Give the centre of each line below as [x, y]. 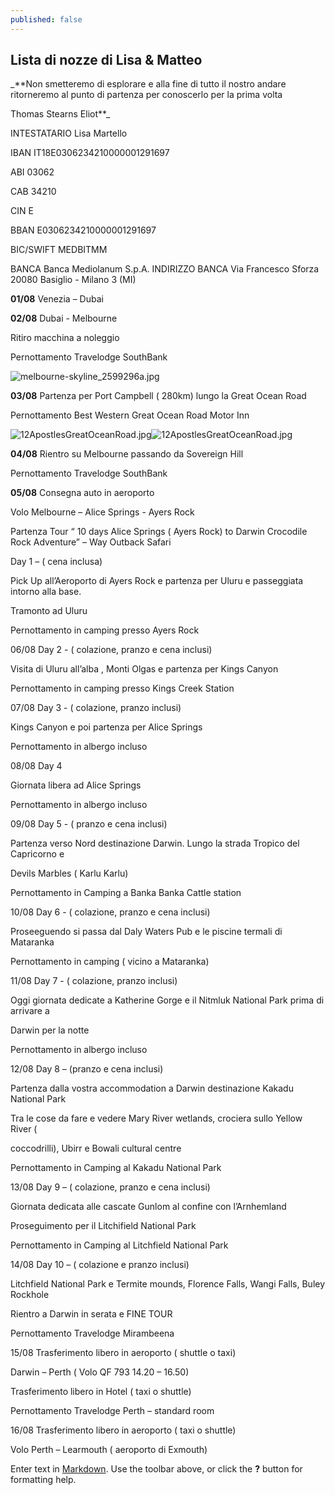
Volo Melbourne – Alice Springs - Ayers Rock [102, 512]
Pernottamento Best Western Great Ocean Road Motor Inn [130, 415]
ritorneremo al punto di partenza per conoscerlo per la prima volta [146, 95]
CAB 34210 [33, 192]
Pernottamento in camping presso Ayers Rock [105, 630]
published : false [46, 19]
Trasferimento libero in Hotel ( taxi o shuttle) [101, 1392]
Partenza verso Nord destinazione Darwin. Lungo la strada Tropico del [155, 843]
